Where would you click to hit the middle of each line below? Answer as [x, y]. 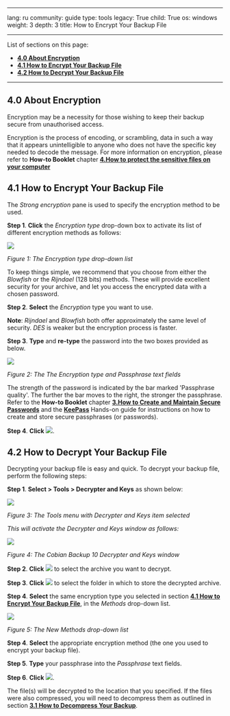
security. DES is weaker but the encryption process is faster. [92, 328]
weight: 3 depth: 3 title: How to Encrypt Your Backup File [87, 25]
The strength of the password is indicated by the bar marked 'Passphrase [111, 387]
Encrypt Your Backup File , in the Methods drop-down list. [89, 604]
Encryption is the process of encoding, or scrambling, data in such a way [110, 137]
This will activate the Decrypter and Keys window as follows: [93, 529]
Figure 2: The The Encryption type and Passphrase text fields [94, 374]
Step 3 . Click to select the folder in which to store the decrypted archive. [114, 583]
